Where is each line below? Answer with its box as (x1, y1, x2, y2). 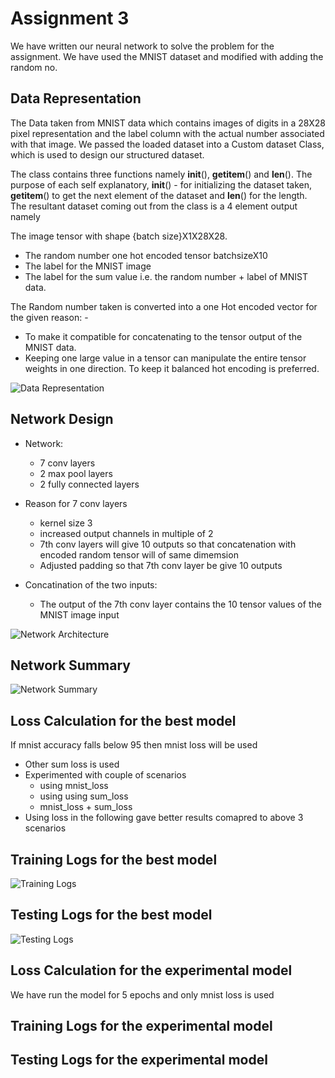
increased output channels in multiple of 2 (39, 527, 214, 539)
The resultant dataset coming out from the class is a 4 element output (10, 200, 298, 212)
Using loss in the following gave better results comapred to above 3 (24, 812, 304, 824)
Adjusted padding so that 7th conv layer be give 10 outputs (39, 559, 283, 571)
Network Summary (10, 657, 131, 674)
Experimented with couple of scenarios (24, 769, 187, 781)
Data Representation (10, 90, 142, 107)
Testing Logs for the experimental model (10, 1052, 268, 1069)
